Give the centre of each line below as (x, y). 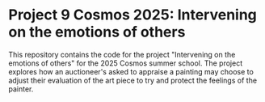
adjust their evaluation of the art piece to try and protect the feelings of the (132, 80)
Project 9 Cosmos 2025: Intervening (132, 15)
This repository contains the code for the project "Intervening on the (122, 54)
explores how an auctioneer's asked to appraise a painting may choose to (131, 71)
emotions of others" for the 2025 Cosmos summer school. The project (126, 63)
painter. (21, 89)
